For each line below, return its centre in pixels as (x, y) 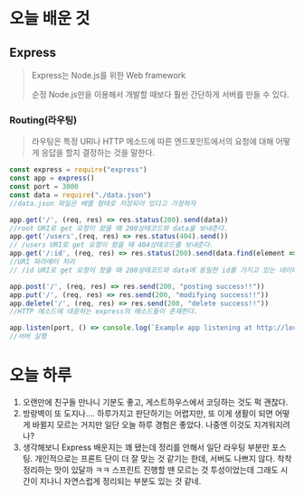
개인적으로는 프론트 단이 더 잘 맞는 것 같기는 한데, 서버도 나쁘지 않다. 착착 (163, 458)
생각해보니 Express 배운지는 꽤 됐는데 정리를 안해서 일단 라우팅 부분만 (146, 447)
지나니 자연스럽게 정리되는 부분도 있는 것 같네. (120, 481)
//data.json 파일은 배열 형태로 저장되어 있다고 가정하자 (103, 203)
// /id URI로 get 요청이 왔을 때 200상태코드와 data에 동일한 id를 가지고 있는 (142, 270)
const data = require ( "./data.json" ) (81, 195)
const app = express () (52, 178)
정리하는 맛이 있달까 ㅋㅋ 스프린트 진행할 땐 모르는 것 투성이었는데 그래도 (150, 470)
